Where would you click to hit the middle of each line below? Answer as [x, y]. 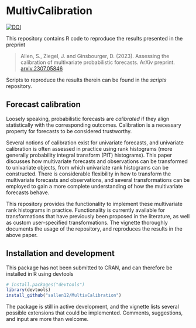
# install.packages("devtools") [45, 285]
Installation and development [61, 253]
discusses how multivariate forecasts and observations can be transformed [97, 161]
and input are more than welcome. [47, 319]
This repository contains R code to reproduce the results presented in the [94, 38]
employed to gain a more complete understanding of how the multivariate [94, 186]
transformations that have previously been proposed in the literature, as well [98, 216]
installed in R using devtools [40, 273]
